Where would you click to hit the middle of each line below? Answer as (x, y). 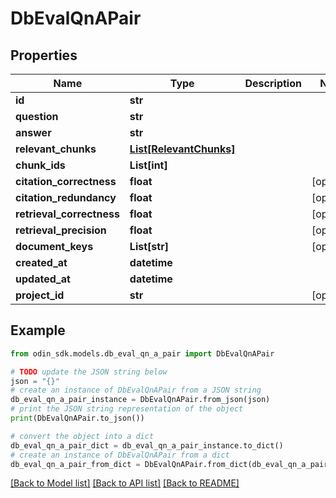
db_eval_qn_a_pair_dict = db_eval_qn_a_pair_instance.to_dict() (147, 445)
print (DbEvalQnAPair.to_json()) (77, 418)
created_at (41, 262)
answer (33, 132)
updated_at (43, 279)
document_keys (54, 246)
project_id (40, 295)
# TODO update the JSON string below (89, 372)
